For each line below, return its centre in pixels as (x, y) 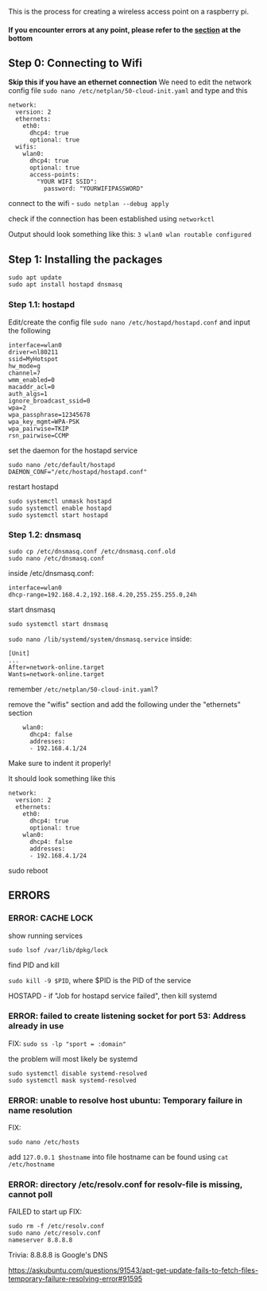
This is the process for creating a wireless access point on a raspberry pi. (128, 12)
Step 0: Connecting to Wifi (75, 63)
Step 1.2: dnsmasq (45, 535)
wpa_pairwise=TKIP (39, 429)
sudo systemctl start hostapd (58, 515)
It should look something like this (62, 778)
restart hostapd (33, 486)
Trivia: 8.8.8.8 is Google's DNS (58, 1255)
